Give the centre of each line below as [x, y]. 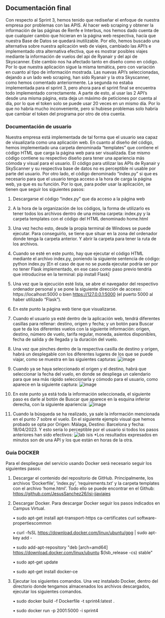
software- [147, 518]
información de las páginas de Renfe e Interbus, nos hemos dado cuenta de [82, 30]
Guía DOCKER [23, 453]
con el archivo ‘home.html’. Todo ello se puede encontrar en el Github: [84, 488]
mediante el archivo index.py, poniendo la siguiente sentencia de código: [86, 259]
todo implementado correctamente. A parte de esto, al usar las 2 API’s [77, 93]
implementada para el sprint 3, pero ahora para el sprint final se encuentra [81, 87]
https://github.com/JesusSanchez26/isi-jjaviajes [62, 494]
